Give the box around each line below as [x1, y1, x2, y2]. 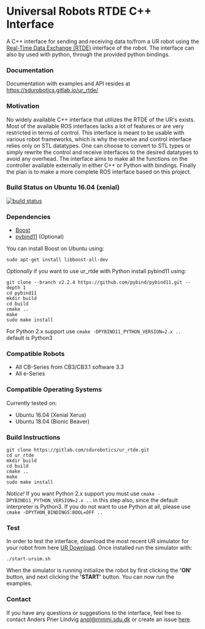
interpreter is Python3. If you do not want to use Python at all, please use [6, 503, 191, 511]
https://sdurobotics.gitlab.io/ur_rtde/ [6, 87, 98, 94]
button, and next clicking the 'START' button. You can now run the [6, 573, 175, 581]
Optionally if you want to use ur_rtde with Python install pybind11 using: [6, 268, 187, 275]
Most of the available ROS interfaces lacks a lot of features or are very [6, 122, 184, 129]
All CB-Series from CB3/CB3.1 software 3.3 [15, 363, 124, 371]
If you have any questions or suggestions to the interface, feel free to [6, 609, 181, 616]
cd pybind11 [6, 290, 37, 296]
